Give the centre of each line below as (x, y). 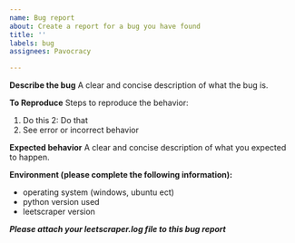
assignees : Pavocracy (50, 52)
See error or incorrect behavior (80, 130)
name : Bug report (42, 18)
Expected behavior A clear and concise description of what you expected (148, 148)
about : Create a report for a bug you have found (105, 26)
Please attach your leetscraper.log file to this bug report (118, 229)
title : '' (28, 34)
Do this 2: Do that (55, 121)
